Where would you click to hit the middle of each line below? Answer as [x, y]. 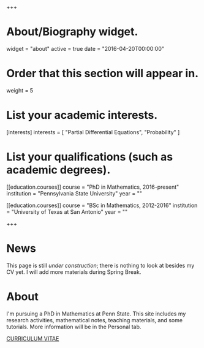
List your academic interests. [82, 115]
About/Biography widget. [72, 32]
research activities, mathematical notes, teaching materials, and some [94, 320]
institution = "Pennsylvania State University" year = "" [74, 193]
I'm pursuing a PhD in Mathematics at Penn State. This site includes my [96, 314]
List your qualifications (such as [90, 157]
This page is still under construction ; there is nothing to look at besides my [100, 265]
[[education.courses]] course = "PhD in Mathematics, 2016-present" [93, 187]
